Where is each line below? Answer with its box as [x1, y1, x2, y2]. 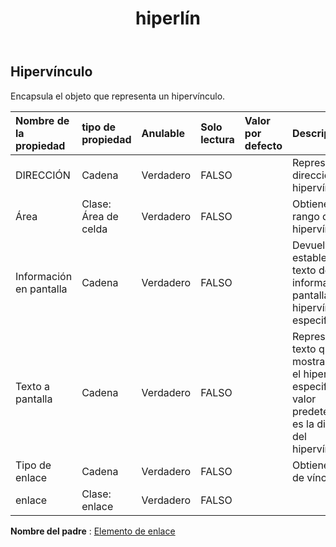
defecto [244, 138, 283, 152]
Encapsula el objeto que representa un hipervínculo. [10, 90, 226, 102]
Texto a [15, 379, 51, 393]
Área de [81, 209, 119, 223]
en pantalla [15, 282, 68, 296]
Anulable [141, 126, 186, 140]
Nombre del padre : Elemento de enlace [10, 525, 176, 537]
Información [15, 269, 73, 283]
